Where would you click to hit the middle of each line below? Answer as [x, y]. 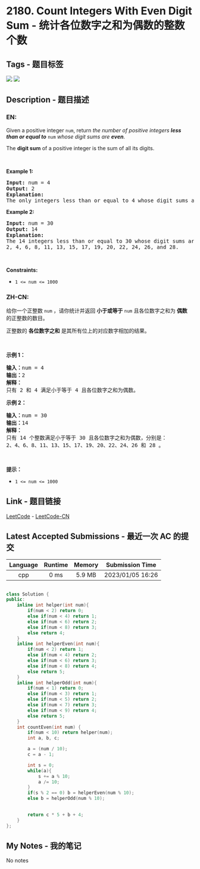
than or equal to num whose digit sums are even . [66, 136]
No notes [17, 861]
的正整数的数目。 [27, 318]
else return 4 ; [46, 633]
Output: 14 [22, 229]
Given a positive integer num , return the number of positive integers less [94, 130]
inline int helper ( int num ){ [53, 605]
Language [24, 564]
